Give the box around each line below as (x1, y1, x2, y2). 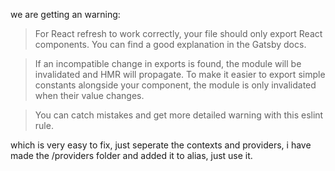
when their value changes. (34, 90, 145, 101)
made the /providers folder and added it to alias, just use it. (10, 150, 253, 161)
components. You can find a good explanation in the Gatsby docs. (34, 39, 307, 50)
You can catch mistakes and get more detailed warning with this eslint (34, 109, 324, 121)
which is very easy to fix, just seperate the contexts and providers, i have (10, 139, 312, 151)
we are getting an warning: (10, 9, 121, 20)
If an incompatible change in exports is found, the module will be (34, 58, 302, 69)
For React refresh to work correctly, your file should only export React (34, 28, 323, 39)
